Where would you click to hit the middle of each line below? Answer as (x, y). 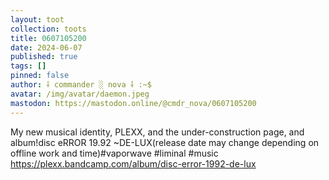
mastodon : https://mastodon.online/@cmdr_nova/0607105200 (133, 103)
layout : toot (37, 19)
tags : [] (28, 66)
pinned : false (40, 76)
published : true (44, 57)
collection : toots (48, 29)
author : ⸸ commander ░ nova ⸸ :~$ (81, 85)
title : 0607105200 (48, 38)
